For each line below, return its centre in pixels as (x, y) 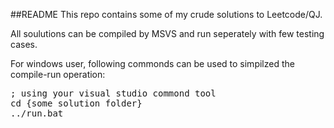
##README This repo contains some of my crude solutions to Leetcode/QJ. (166, 14)
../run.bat (37, 113)
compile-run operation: (58, 74)
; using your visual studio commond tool (113, 93)
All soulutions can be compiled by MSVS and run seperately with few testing (167, 33)
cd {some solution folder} (76, 103)
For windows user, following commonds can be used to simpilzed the (152, 63)
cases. (24, 44)
